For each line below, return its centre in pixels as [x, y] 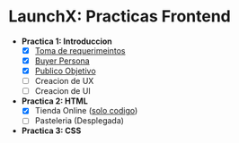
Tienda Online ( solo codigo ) [86, 111]
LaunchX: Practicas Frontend [119, 17]
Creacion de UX [64, 81]
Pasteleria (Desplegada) [80, 121]
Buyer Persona [62, 61]
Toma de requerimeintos [80, 50]
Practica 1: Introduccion [67, 41]
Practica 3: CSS [51, 130]
